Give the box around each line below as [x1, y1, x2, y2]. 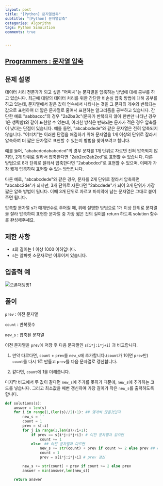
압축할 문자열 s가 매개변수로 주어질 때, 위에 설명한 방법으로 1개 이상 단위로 [5, 205, 145, 211]
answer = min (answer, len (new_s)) [22, 468, 90, 473]
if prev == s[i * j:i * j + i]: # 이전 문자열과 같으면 [31, 432, 125, 437]
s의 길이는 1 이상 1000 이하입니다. [12, 246, 77, 252]
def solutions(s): [5, 401, 42, 405]
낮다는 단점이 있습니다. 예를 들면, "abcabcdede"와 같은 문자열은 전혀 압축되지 [10, 126, 158, 131]
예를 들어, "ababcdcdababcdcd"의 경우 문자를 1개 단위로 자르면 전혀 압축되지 [5, 148, 153, 154]
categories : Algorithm [5, 20, 51, 26]
